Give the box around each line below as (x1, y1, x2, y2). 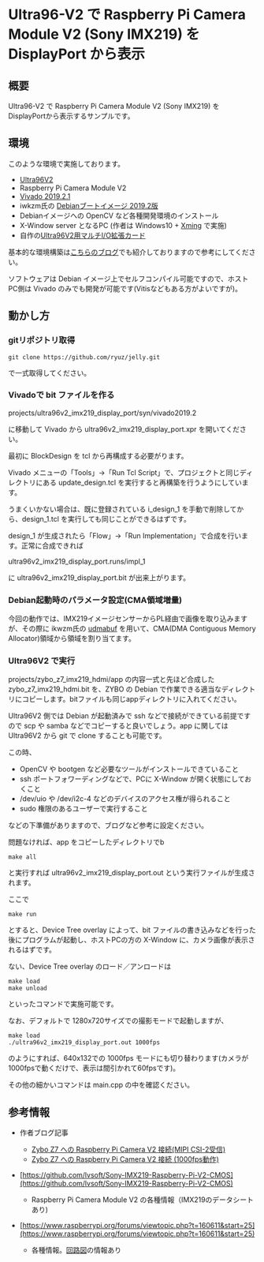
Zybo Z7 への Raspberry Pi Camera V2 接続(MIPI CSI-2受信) (31, 1144, 226, 1155)
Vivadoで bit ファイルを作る (8, 390, 115, 401)
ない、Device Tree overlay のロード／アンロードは (8, 962, 172, 972)
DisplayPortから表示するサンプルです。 (8, 111, 135, 121)
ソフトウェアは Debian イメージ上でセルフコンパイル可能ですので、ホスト (8, 274, 249, 283)
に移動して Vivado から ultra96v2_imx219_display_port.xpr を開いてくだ (8, 424, 240, 433)
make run (8, 911, 37, 919)
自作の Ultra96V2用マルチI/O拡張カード (19, 230, 146, 240)
